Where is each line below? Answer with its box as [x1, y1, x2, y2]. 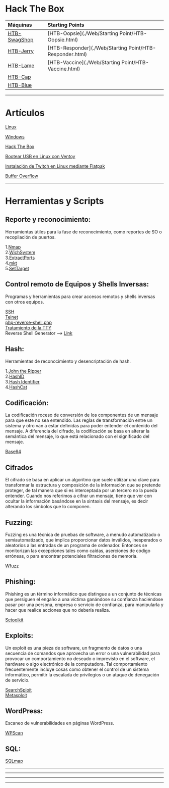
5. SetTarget [5, 265, 29, 271]
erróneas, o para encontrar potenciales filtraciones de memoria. [5, 553, 138, 559]
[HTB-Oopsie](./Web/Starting [47, 30, 119, 37]
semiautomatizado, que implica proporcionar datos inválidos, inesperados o [5, 536, 162, 543]
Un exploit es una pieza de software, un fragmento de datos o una [5, 645, 142, 651]
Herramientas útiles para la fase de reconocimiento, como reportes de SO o [5, 228, 162, 235]
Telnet [5, 314, 19, 320]
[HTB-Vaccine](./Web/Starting [47, 59, 121, 66]
